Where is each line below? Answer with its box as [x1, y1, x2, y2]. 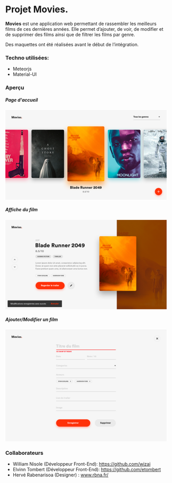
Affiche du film [5, 207, 38, 213]
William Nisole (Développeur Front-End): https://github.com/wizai [12, 460, 151, 467]
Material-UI [12, 71, 37, 77]
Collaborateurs [5, 449, 44, 456]
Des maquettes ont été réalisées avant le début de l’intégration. [5, 41, 139, 47]
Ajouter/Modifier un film [5, 316, 58, 323]
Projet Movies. [5, 4, 69, 15]
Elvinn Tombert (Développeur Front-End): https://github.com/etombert [12, 466, 161, 472]
